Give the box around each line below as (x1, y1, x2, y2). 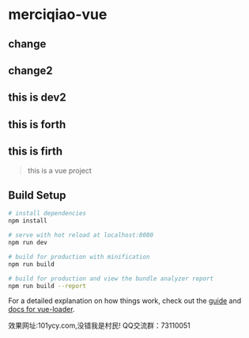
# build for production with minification (8, 253, 150, 260)
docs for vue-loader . (8, 305, 75, 314)
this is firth (8, 145, 63, 158)
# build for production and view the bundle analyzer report (8, 275, 214, 283)
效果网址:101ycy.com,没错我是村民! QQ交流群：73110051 (8, 321, 191, 330)
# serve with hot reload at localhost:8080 (8, 231, 154, 239)
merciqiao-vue (8, 6, 108, 24)
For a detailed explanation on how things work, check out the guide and (8, 296, 242, 306)
